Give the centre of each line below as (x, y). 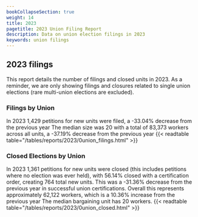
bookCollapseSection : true (40, 12)
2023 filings (30, 65)
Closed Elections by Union (46, 156)
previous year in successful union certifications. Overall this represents (95, 189)
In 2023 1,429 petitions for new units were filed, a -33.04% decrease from (99, 121)
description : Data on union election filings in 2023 (76, 35)
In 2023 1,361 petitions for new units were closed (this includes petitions (97, 169)
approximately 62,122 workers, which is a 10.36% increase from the (91, 195)
